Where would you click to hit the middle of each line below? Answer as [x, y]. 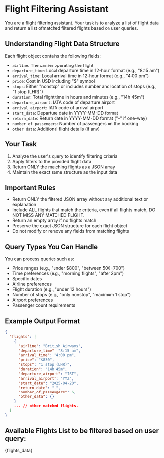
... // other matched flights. [46, 406]
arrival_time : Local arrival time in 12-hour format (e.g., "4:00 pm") [81, 76]
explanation [24, 205]
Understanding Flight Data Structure [62, 44]
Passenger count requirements [44, 305]
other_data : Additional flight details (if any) [56, 129]
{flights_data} [19, 451]
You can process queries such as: [40, 259]
